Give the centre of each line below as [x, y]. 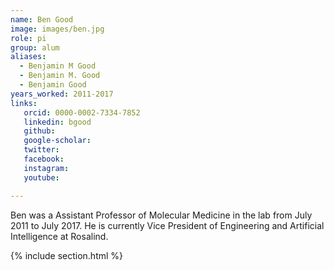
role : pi [28, 38]
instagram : [46, 168]
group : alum [35, 47]
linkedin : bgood [57, 122]
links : [24, 103]
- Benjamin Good [53, 85]
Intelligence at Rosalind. [59, 236]
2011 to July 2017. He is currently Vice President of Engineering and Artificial [167, 225]
